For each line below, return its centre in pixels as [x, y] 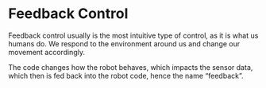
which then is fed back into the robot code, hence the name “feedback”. [126, 75]
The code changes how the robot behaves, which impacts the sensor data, [131, 67]
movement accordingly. [47, 52]
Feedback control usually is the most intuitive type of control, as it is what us [133, 35]
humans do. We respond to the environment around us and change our [124, 43]
